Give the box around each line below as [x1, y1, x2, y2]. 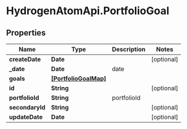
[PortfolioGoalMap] [51, 75, 106, 82]
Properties [6, 28, 46, 38]
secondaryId [9, 104, 46, 111]
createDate [9, 55, 41, 63]
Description [111, 46, 146, 53]
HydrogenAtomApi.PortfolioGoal [6, 4, 169, 18]
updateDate [9, 113, 43, 121]
